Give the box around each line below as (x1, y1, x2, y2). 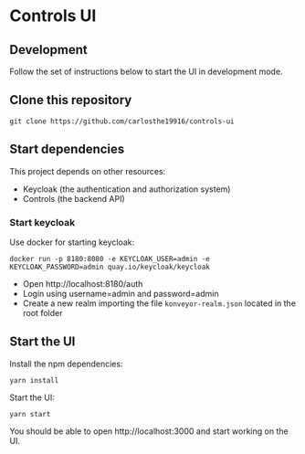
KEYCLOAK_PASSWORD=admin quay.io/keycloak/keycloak (9, 262, 210, 271)
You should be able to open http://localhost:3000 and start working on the (9, 426, 289, 437)
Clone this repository (9, 92, 132, 108)
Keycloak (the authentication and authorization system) (22, 184, 231, 195)
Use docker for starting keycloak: (9, 237, 135, 248)
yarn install (9, 375, 59, 385)
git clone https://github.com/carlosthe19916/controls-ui (9, 116, 235, 126)
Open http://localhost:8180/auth (22, 278, 143, 289)
